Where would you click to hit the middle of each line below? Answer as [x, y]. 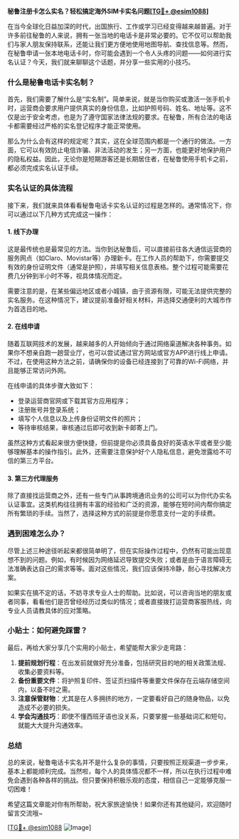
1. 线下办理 [23, 232]
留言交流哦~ [25, 813]
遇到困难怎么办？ [37, 533]
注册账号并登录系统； [49, 410]
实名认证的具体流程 [40, 189]
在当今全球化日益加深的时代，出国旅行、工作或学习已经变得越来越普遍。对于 [119, 26]
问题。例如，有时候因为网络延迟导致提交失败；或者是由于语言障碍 [128, 559]
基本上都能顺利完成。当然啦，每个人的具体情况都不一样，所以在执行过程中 [116, 771]
